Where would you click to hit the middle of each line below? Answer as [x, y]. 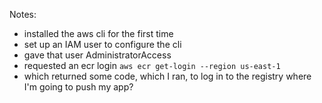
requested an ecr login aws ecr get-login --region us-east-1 [152, 65]
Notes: [23, 14]
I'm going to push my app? [78, 87]
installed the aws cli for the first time [98, 33]
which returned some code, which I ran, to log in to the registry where [167, 76]
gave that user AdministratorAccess [97, 55]
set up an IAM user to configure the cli [102, 44]
